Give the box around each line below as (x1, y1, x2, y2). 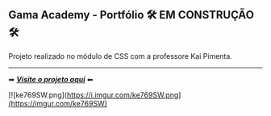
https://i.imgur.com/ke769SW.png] (66, 89, 181, 100)
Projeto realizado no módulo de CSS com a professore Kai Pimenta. (8, 51, 232, 60)
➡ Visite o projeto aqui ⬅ (8, 74, 94, 84)
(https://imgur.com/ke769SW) (8, 98, 107, 108)
